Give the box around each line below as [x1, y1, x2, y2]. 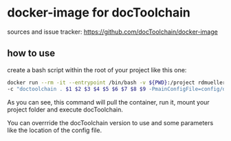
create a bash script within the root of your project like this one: [7, 65, 187, 74]
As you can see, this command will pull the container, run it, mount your [7, 98, 210, 106]
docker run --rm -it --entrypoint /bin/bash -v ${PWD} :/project [7, 79, 195, 86]
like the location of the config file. [7, 126, 102, 134]
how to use [7, 47, 56, 59]
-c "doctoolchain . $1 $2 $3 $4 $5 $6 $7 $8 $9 [7, 85, 146, 92]
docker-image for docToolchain [7, 5, 190, 21]
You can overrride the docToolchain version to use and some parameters [7, 118, 214, 127]
